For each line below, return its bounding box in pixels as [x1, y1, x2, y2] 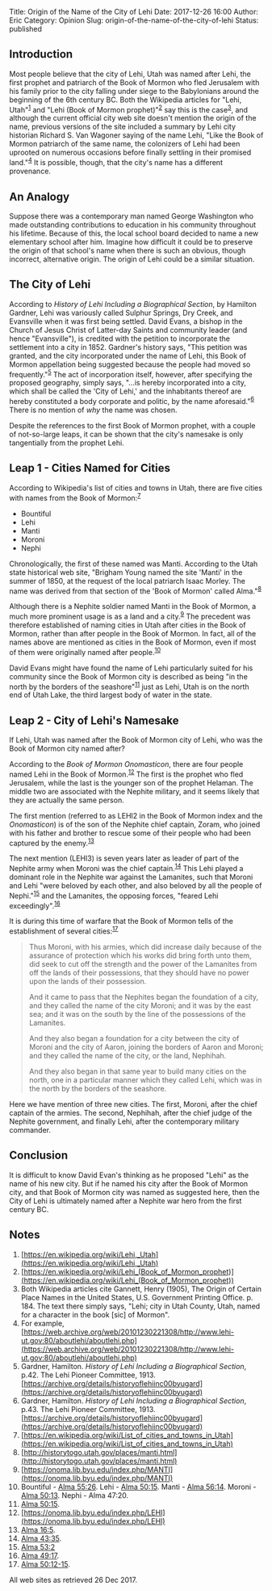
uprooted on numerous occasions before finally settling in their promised [9, 147, 252, 157]
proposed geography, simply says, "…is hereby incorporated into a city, [9, 378, 247, 388]
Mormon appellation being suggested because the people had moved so [9, 359, 251, 369]
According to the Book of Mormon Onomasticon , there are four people [9, 759, 244, 768]
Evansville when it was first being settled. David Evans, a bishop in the [9, 316, 243, 326]
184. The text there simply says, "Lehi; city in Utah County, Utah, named [20, 1301, 261, 1311]
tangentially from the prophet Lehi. [9, 438, 124, 448]
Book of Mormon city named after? [9, 743, 126, 753]
